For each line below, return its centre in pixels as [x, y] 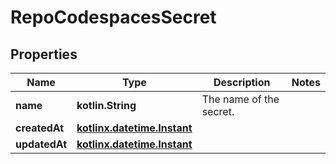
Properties [44, 54]
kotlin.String [106, 105]
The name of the [240, 99]
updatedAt [41, 144]
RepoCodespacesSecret [113, 17]
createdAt [40, 128]
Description [242, 82]
